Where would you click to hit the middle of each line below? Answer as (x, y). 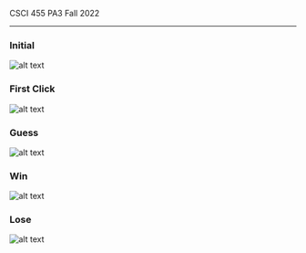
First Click (32, 89)
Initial (22, 45)
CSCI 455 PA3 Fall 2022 (55, 13)
